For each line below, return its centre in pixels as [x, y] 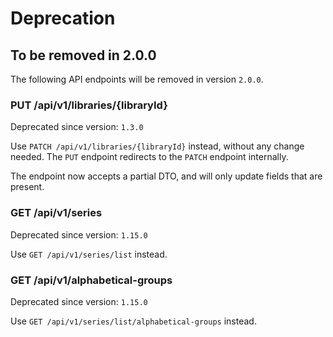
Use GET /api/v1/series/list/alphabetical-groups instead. [133, 321]
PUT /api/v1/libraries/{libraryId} [89, 105]
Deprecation [63, 18]
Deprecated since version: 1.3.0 [77, 127]
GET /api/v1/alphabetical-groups [91, 280]
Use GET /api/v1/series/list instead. [89, 254]
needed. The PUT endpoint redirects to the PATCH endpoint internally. [149, 157]
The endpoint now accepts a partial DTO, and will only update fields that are [166, 176]
